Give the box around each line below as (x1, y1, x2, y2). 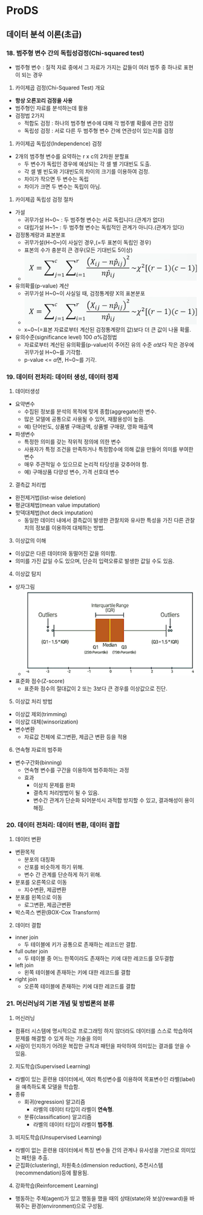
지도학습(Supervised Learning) (14, 1062, 91, 1069)
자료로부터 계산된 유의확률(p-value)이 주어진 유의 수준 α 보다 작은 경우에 (24, 341, 195, 348)
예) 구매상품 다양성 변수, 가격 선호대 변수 (24, 469, 120, 476)
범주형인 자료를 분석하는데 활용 (14, 104, 88, 112)
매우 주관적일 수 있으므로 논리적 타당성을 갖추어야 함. (24, 461, 149, 468)
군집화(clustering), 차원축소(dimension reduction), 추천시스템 (14, 1161, 163, 1169)
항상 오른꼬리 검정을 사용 (14, 97, 73, 104)
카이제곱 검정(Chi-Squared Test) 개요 (14, 84, 105, 91)
